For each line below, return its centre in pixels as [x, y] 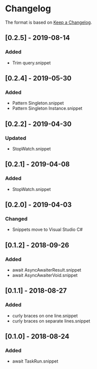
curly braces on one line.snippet [45, 316]
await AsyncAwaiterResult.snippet [47, 270]
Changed [16, 219]
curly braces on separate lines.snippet [51, 321]
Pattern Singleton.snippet [38, 103]
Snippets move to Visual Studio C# [47, 230]
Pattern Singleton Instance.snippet [47, 108]
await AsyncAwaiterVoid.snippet [45, 276]
